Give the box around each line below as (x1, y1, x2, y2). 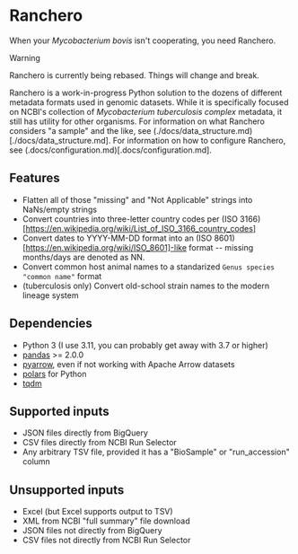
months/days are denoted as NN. (22, 251, 145, 262)
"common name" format (22, 270, 102, 281)
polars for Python (22, 368, 87, 379)
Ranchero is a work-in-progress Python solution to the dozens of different (9, 87, 283, 98)
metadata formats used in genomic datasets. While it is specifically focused (9, 96, 289, 108)
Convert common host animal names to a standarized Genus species (22, 261, 276, 272)
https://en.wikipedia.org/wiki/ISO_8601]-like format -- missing (25, 242, 254, 252)
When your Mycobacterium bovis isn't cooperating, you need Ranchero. (9, 35, 276, 46)
